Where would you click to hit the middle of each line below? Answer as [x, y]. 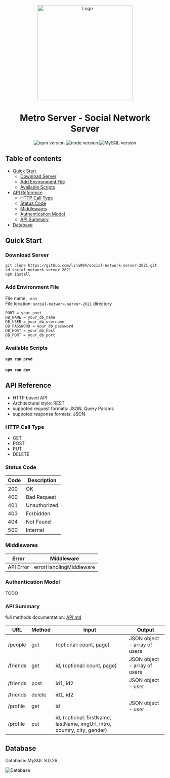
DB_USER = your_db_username [35, 322]
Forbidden [38, 513]
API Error [18, 567]
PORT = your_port [24, 313]
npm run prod [19, 359]
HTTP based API [30, 397]
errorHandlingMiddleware [65, 567]
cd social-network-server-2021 [38, 270]
